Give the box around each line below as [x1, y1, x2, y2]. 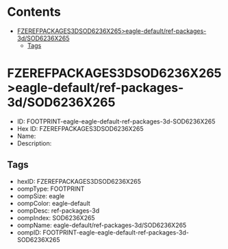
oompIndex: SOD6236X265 [16, 213, 95, 222]
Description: [16, 139, 52, 147]
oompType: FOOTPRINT [16, 185, 85, 193]
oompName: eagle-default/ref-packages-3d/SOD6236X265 [16, 221, 187, 229]
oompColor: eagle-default [16, 199, 90, 207]
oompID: [16, 228, 42, 237]
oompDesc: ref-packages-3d [16, 206, 100, 215]
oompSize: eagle [16, 191, 65, 200]
